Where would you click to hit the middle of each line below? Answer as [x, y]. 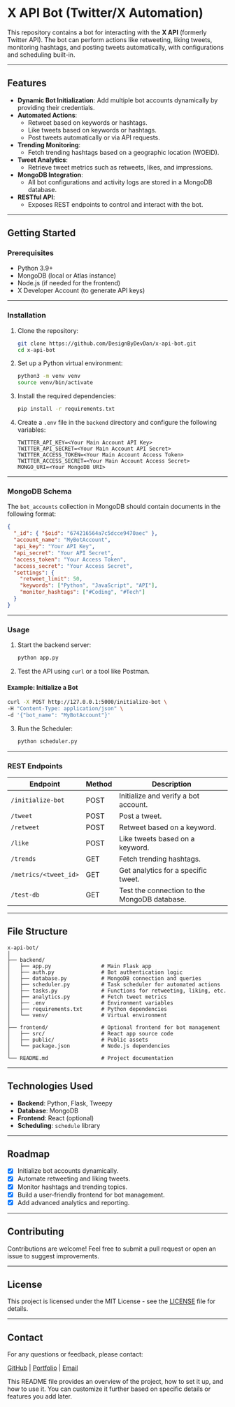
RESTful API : [36, 197]
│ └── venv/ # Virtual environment [87, 1015]
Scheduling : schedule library [58, 1125]
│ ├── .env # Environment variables [90, 1003]
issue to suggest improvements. [53, 1256]
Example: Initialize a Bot [43, 687]
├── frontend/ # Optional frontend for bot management [114, 1027]
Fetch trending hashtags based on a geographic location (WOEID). [123, 152]
